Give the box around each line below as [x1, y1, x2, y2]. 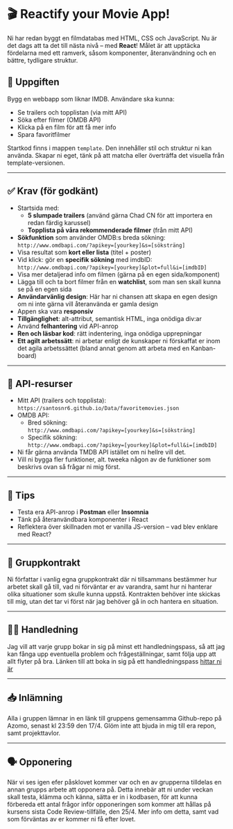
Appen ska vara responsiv [17, 307, 94, 315]
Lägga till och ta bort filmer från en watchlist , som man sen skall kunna [17, 277, 221, 286]
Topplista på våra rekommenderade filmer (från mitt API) [27, 226, 193, 234]
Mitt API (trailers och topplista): [17, 396, 106, 404]
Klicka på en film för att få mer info [17, 123, 116, 131]
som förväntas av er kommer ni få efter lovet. [7, 815, 136, 823]
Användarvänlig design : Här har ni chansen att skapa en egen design [17, 292, 218, 300]
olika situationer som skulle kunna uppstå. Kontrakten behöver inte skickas [7, 590, 221, 598]
